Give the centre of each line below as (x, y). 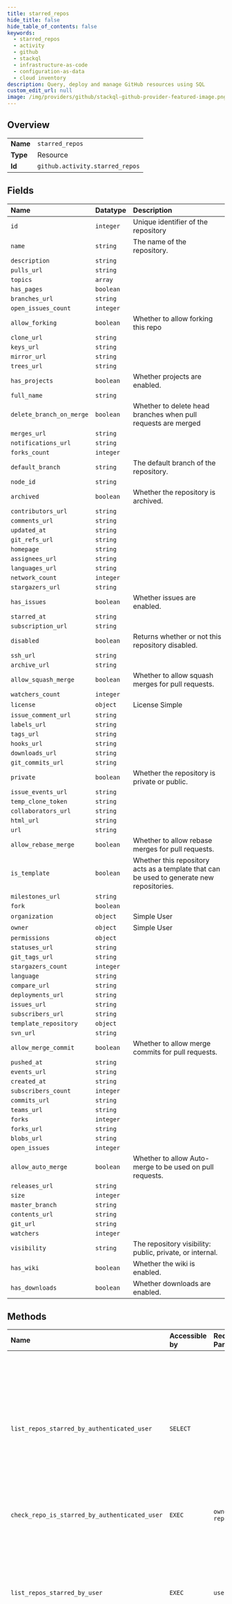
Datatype (111, 210)
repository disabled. (165, 645)
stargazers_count (39, 966)
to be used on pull (185, 1167)
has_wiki (25, 1268)
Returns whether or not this (177, 636)
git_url (23, 1224)
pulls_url (27, 270)
